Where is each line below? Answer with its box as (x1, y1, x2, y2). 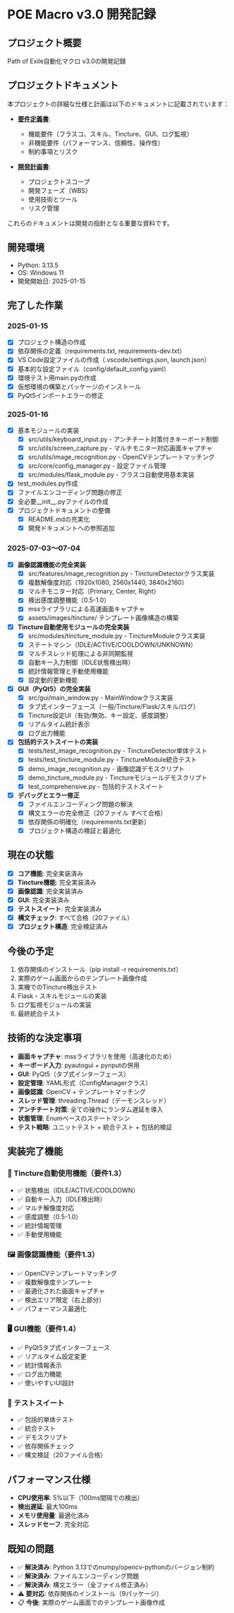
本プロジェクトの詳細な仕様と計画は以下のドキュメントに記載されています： (7, 100, 230, 108)
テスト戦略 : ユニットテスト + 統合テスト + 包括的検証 (17, 1122, 173, 1131)
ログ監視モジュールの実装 (17, 1001, 92, 1009)
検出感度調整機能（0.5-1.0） (27, 596, 111, 604)
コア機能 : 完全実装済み (17, 869, 83, 877)
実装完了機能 (7, 1146, 63, 1158)
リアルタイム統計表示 (27, 720, 90, 729)
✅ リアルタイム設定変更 (17, 1352, 87, 1361)
